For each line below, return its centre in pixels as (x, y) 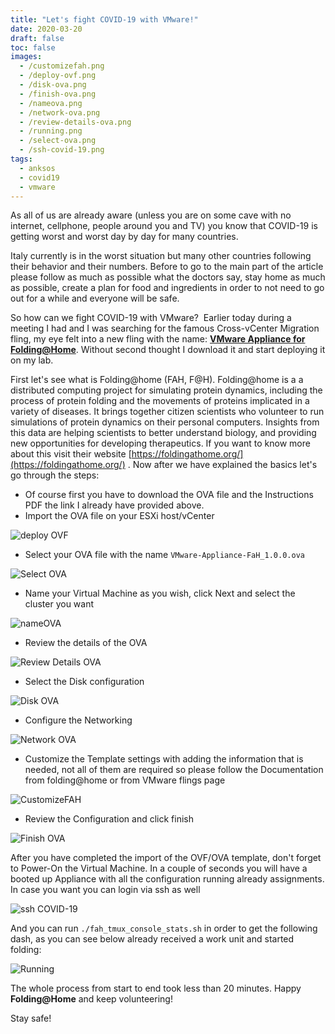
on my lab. (32, 360)
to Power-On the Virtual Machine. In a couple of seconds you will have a (159, 868)
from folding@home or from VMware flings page (125, 780)
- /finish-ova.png (58, 94)
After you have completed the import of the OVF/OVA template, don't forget (166, 858)
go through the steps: (55, 475)
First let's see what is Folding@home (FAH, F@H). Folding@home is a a (157, 380)
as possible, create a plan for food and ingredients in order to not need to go (167, 288)
